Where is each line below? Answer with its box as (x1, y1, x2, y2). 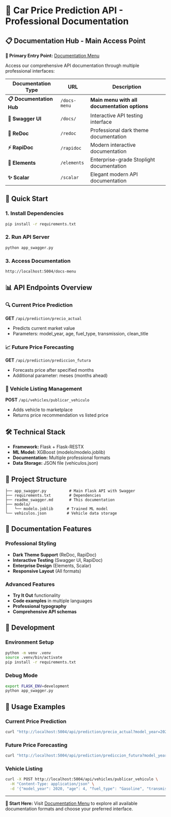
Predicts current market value (12, 325, 75, 331)
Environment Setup (5, 639, 54, 646)
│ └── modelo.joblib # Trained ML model (5, 506, 108, 511)
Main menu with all (90, 96, 137, 103)
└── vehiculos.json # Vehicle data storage (5, 511, 117, 516)
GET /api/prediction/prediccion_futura (5, 357, 91, 364)
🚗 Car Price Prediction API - (5, 5, 124, 16)
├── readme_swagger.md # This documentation (5, 497, 115, 503)
